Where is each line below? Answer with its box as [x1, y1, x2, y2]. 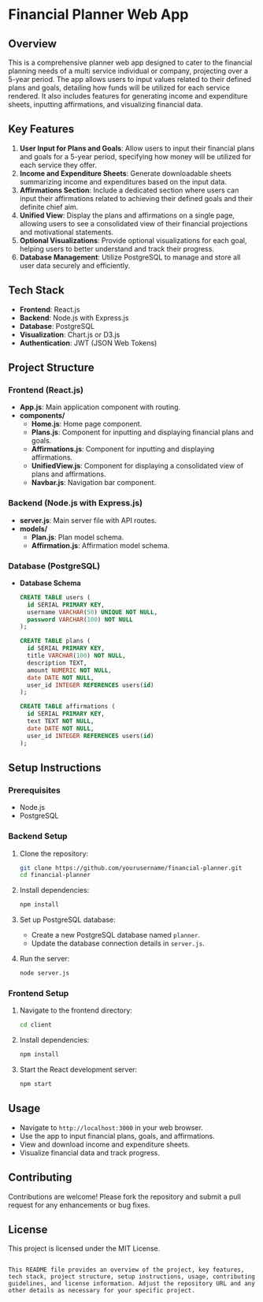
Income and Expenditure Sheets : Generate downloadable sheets [19, 168, 232, 178]
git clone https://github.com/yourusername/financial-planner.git [19, 864, 243, 872]
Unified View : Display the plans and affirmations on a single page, [19, 211, 235, 220]
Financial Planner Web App [8, 6, 189, 24]
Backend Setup [8, 830, 69, 841]
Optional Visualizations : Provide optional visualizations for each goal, [19, 235, 247, 245]
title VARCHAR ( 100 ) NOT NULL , [27, 652, 126, 660]
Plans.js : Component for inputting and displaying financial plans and [31, 427, 254, 437]
